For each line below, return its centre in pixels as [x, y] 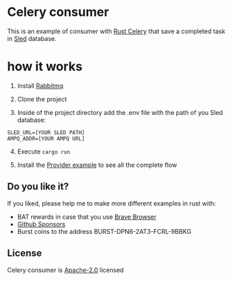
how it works [45, 67]
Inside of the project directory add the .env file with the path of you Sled [120, 112]
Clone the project [42, 99]
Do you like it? [38, 187]
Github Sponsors [41, 224]
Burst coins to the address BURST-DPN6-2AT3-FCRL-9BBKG [104, 231]
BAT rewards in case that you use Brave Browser [87, 217]
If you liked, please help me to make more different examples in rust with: [111, 203]
